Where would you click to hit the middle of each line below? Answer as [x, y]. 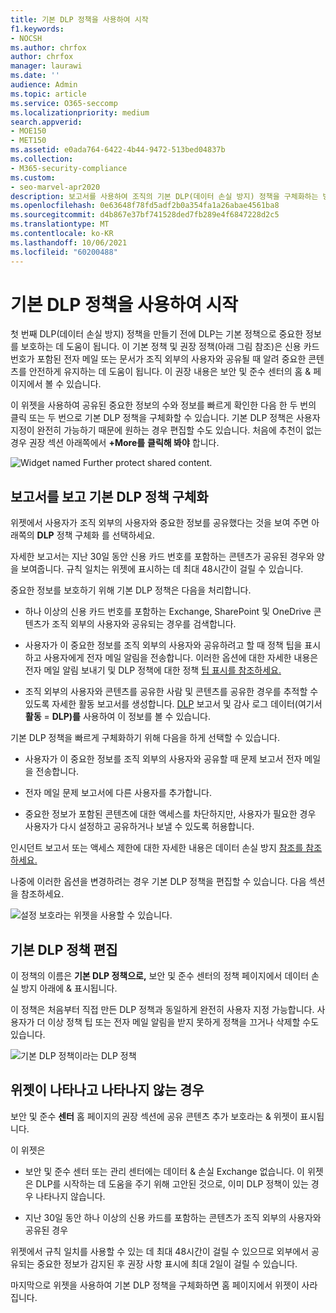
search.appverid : [46, 122]
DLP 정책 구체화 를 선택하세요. [96, 535]
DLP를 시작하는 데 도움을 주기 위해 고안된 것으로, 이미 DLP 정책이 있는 [172, 1183]
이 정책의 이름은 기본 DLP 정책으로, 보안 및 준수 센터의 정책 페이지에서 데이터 [160, 976]
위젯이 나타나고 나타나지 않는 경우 [107, 1090]
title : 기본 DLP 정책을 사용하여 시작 [79, 19]
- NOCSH [26, 38]
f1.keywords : [37, 29]
